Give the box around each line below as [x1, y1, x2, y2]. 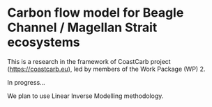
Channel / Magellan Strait [7, 19, 158, 35]
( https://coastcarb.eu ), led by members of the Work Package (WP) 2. [7, 65, 206, 73]
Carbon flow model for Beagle [7, 5, 184, 21]
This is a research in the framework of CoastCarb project [7, 57, 171, 65]
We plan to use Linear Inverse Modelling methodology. [7, 92, 164, 100]
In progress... [7, 78, 45, 86]
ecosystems [7, 35, 80, 50]
